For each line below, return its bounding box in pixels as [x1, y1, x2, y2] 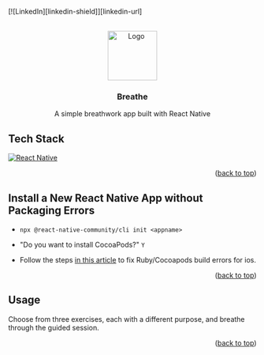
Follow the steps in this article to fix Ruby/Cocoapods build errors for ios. [19, 255, 256, 264]
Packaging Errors [8, 203, 95, 217]
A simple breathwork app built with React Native [54, 109, 211, 119]
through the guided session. [8, 323, 100, 332]
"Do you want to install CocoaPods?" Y [19, 240, 146, 249]
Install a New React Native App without [8, 191, 203, 205]
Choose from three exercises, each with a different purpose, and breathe [8, 314, 246, 323]
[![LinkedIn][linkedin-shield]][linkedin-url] [8, 7, 143, 16]
